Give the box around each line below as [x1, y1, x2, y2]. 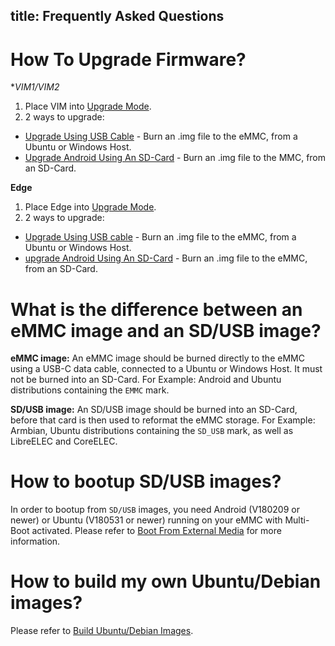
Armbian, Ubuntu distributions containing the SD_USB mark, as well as [10, 425, 294, 437]
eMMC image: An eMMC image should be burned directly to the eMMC [10, 352, 305, 364]
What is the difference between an [10, 298, 303, 321]
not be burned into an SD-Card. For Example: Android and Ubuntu [10, 374, 282, 386]
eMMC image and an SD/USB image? [10, 319, 322, 342]
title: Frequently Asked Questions [10, 8, 225, 25]
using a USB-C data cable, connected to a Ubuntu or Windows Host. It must [10, 363, 323, 375]
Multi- [284, 514, 310, 526]
